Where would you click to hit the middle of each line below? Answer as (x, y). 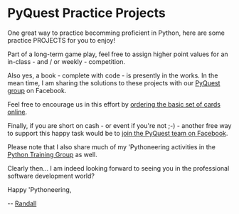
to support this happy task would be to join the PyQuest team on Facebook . (118, 133)
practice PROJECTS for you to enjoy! (62, 40)
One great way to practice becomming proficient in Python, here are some (116, 33)
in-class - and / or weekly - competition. (67, 61)
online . (17, 112)
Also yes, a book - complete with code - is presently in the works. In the (113, 75)
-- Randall (22, 203)
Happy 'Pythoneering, (39, 189)
